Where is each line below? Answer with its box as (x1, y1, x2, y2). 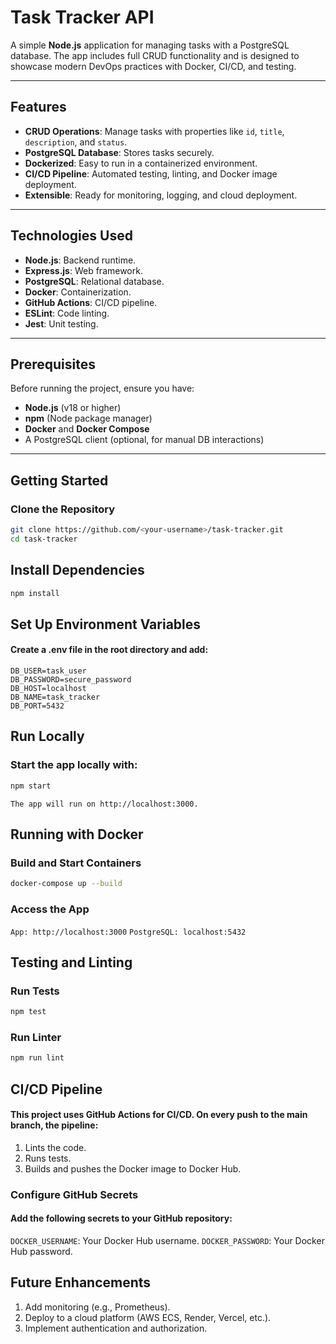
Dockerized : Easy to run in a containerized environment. (24, 157, 258, 169)
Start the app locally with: (10, 758, 138, 772)
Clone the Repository (10, 502, 116, 516)
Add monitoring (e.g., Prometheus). (24, 1301, 171, 1313)
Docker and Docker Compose (24, 423, 150, 435)
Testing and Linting (10, 954, 133, 971)
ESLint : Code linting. (24, 307, 110, 319)
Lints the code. (24, 1141, 87, 1153)
